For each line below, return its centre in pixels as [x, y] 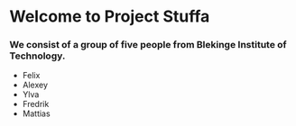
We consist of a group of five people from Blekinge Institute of [148, 45]
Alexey [35, 85]
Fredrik [36, 104]
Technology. [37, 56]
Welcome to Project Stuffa [110, 17]
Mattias [37, 113]
